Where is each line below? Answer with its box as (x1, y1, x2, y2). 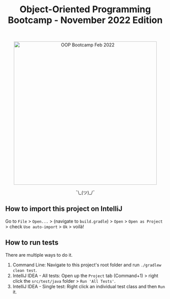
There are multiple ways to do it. (5, 252, 73, 258)
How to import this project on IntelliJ (5, 205, 123, 213)
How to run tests (5, 238, 59, 247)
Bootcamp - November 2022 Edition (8, 14, 163, 26)
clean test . (12, 267, 37, 273)
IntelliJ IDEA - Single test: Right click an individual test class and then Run (12, 283, 165, 289)
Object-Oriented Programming (19, 4, 151, 15)
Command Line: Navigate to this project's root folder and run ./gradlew (12, 261, 161, 268)
